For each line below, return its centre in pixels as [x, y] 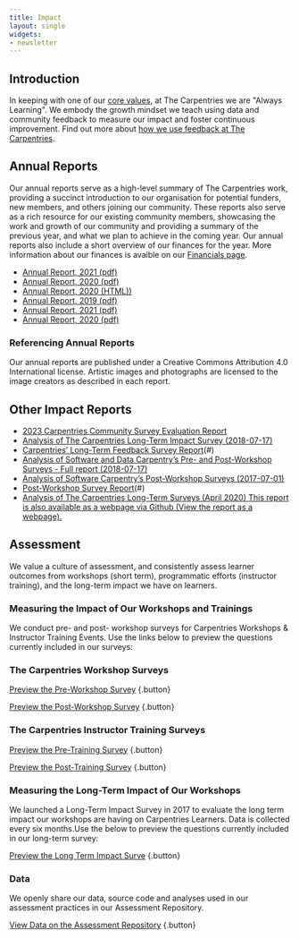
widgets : [25, 34]
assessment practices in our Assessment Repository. [107, 908]
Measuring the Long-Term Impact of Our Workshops [125, 790]
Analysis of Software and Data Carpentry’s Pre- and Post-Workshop [147, 459]
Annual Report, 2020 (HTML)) [77, 291]
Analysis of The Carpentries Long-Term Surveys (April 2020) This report [155, 497]
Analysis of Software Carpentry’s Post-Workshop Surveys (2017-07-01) [153, 478]
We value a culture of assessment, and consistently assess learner [132, 566]
